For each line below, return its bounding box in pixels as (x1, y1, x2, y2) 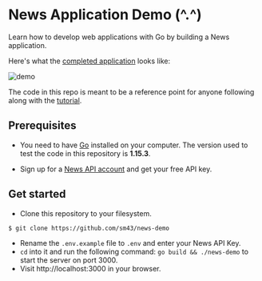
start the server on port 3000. (19, 255, 118, 265)
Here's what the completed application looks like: (8, 56, 170, 66)
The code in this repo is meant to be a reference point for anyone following (8, 86, 255, 97)
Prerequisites (8, 118, 77, 133)
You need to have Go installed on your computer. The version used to (19, 140, 248, 150)
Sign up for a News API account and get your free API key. (19, 164, 212, 174)
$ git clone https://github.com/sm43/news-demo (8, 224, 170, 232)
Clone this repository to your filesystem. (19, 208, 152, 218)
